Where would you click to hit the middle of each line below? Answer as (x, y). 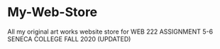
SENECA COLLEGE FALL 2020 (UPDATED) (69, 38)
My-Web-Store (53, 12)
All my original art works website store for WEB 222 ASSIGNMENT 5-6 (110, 31)
